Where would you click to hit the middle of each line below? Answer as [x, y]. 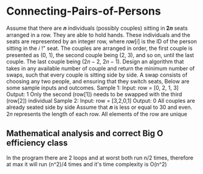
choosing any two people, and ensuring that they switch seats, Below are [98, 81]
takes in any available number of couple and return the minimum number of [101, 68]
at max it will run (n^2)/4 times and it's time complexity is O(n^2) [87, 164]
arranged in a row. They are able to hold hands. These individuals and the [98, 35]
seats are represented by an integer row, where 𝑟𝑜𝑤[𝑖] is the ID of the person [102, 41]
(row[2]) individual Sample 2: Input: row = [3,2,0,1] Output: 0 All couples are [101, 100]
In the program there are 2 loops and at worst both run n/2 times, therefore [100, 158]
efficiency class [37, 143]
